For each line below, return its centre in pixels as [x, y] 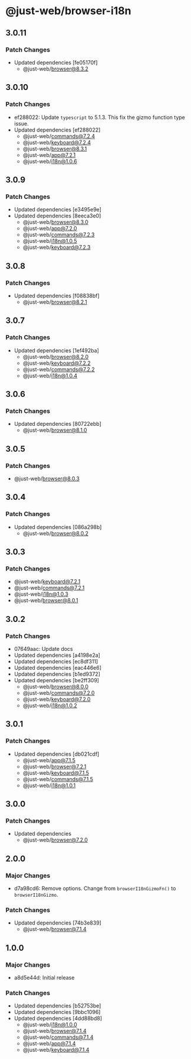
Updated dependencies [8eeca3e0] [57, 216]
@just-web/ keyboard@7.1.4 [56, 1050]
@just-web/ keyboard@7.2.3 [57, 248]
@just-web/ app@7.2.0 [50, 229]
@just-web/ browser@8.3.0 [56, 222]
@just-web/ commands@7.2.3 [59, 235]
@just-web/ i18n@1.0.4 [50, 376]
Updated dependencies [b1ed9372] [57, 674]
